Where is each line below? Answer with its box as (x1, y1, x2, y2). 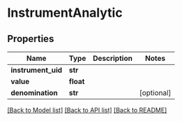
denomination (10, 88, 58, 97)
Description (93, 54, 132, 63)
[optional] (139, 88, 172, 97)
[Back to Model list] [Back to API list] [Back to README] (7, 106, 167, 114)
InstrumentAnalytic (7, 5, 123, 21)
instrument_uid (10, 65, 63, 75)
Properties (7, 33, 54, 45)
